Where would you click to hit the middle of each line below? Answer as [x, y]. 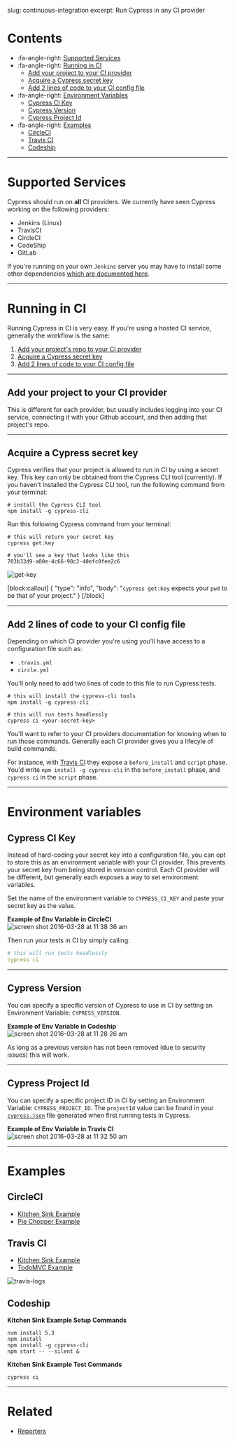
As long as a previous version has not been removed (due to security [107, 1047]
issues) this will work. [38, 1055]
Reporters [32, 1431]
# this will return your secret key [60, 537]
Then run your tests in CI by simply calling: [69, 940]
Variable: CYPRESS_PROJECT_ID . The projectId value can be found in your [111, 1107]
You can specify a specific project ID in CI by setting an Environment [106, 1100]
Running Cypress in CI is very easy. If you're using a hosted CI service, [109, 328]
